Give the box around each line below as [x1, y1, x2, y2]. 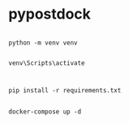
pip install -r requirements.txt [8, 86, 122, 94]
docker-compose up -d [8, 107, 82, 116]
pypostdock [8, 5, 92, 24]
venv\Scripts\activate [8, 58, 85, 67]
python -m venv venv [8, 38, 79, 47]
